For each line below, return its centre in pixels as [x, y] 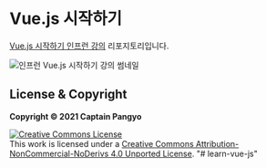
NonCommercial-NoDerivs [59, 153]
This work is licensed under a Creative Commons [102, 143]
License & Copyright [68, 94]
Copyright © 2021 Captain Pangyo [76, 116]
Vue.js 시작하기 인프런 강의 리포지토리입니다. [89, 46]
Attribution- [217, 143]
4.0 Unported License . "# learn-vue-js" [184, 153]
